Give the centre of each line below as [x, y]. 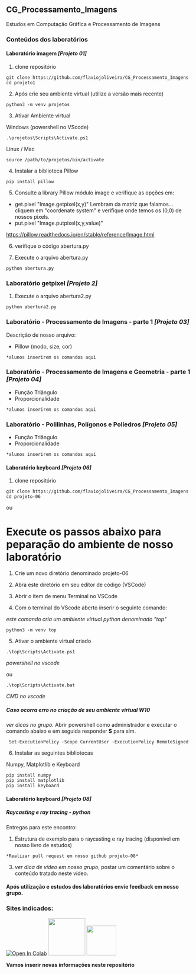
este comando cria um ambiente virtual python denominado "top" [86, 619]
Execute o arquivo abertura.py [51, 257]
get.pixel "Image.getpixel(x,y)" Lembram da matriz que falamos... [94, 204]
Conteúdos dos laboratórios [47, 39]
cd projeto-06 [24, 497]
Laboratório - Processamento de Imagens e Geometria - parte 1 [98, 372]
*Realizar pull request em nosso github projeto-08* [72, 856]
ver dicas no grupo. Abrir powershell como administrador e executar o [92, 725]
